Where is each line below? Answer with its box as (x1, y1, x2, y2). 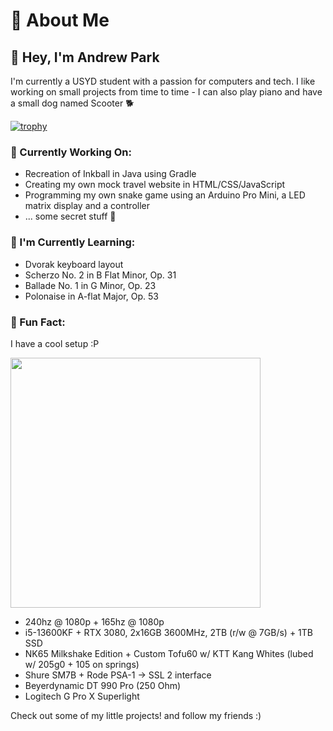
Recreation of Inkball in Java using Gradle (24, 168, 197, 180)
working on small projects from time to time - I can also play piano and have (10, 86, 323, 98)
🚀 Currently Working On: (10, 145, 132, 159)
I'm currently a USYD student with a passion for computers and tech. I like (10, 75, 316, 87)
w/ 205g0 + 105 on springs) (24, 658, 140, 670)
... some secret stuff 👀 (24, 210, 117, 223)
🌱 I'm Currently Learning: (10, 235, 136, 249)
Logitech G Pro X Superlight (24, 690, 140, 702)
